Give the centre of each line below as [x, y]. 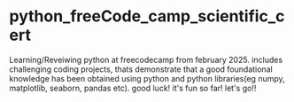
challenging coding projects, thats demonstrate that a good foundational [141, 69]
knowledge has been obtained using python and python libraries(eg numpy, [147, 78]
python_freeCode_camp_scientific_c [147, 16]
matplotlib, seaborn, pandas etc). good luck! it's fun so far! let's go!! [133, 88]
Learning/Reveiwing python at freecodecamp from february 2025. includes [146, 59]
